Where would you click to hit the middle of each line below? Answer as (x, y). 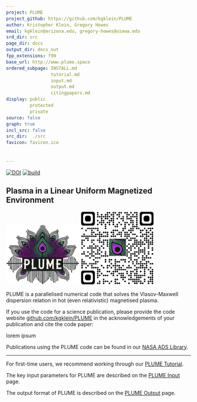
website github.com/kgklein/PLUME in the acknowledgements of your (90, 318)
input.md (61, 81)
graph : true (21, 124)
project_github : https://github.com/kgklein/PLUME (69, 19)
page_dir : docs (25, 43)
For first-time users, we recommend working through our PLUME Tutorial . (95, 364)
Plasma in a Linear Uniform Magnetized (79, 191)
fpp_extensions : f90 (31, 56)
